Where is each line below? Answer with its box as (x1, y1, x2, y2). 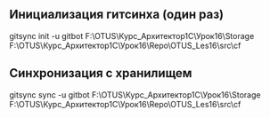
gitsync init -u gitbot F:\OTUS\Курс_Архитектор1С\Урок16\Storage (9, 30, 255, 41)
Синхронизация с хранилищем (9, 66, 192, 81)
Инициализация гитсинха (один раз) (9, 7, 225, 22)
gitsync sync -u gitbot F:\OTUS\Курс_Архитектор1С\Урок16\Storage (9, 89, 261, 100)
